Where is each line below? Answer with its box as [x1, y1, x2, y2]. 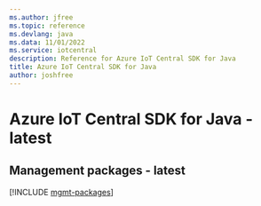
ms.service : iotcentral [9, 46, 98, 55]
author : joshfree [9, 71, 74, 80]
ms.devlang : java [9, 29, 74, 38]
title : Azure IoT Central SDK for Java [9, 63, 157, 72]
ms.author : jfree [9, 12, 74, 22]
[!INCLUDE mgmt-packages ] [9, 186, 114, 197]
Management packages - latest [9, 163, 186, 178]
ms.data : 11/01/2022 [9, 37, 86, 47]
